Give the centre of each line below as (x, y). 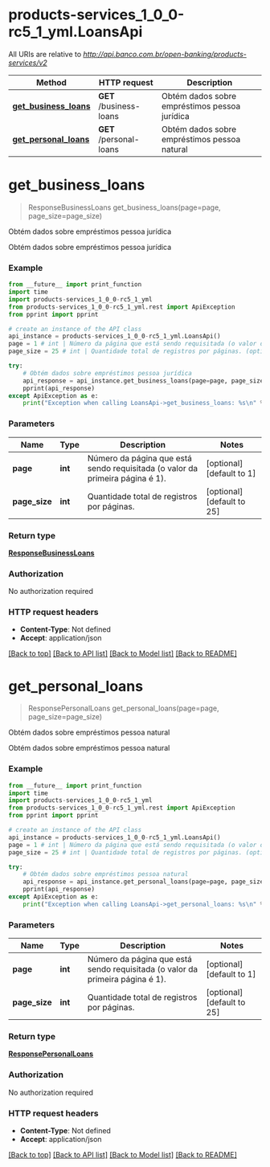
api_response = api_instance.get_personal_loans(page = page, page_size (143, 882)
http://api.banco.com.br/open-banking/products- (165, 54)
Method (51, 82)
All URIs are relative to (45, 54)
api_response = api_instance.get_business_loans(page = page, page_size (143, 381)
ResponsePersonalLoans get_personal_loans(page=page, (123, 708)
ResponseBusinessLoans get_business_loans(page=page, (124, 207)
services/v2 (28, 63)
